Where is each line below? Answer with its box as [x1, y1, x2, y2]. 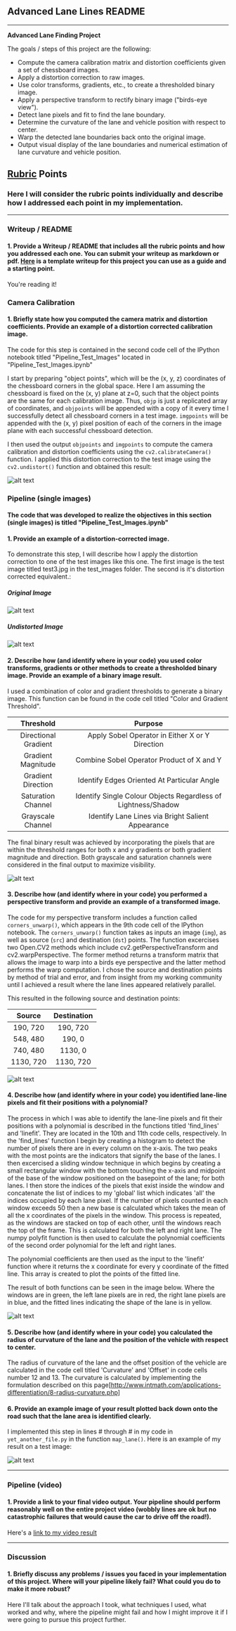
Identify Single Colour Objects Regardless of [75, 791, 222, 801]
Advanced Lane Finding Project [7, 31, 101, 39]
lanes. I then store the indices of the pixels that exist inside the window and [7, 1181, 225, 1190]
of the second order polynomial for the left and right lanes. [7, 1241, 177, 1250]
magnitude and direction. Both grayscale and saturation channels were [7, 853, 212, 861]
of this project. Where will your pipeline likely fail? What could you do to [7, 1578, 221, 1586]
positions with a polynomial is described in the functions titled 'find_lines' [7, 1121, 219, 1130]
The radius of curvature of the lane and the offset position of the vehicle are [7, 1358, 227, 1367]
